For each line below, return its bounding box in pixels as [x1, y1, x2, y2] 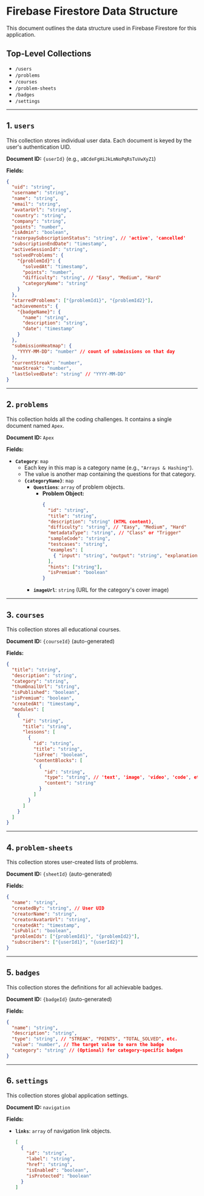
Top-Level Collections [6, 49, 92, 59]
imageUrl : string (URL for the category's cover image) [33, 586, 169, 593]
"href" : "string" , [26, 1162, 73, 1168]
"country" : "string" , [12, 212, 67, 219]
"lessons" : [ [22, 729, 56, 735]
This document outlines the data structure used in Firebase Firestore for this [6, 24, 197, 32]
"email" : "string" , [12, 201, 61, 208]
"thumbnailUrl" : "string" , [12, 684, 80, 690]
